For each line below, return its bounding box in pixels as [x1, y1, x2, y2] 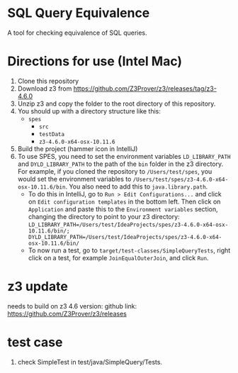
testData [38, 130, 65, 138]
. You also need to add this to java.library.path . [65, 182, 208, 191]
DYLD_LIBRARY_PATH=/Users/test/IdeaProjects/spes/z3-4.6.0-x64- [28, 233, 222, 240]
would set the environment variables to [17, 174, 132, 183]
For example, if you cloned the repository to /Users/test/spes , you [17, 167, 212, 175]
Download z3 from [17, 84, 72, 93]
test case [7, 335, 63, 350]
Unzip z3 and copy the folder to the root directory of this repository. [17, 99, 216, 108]
